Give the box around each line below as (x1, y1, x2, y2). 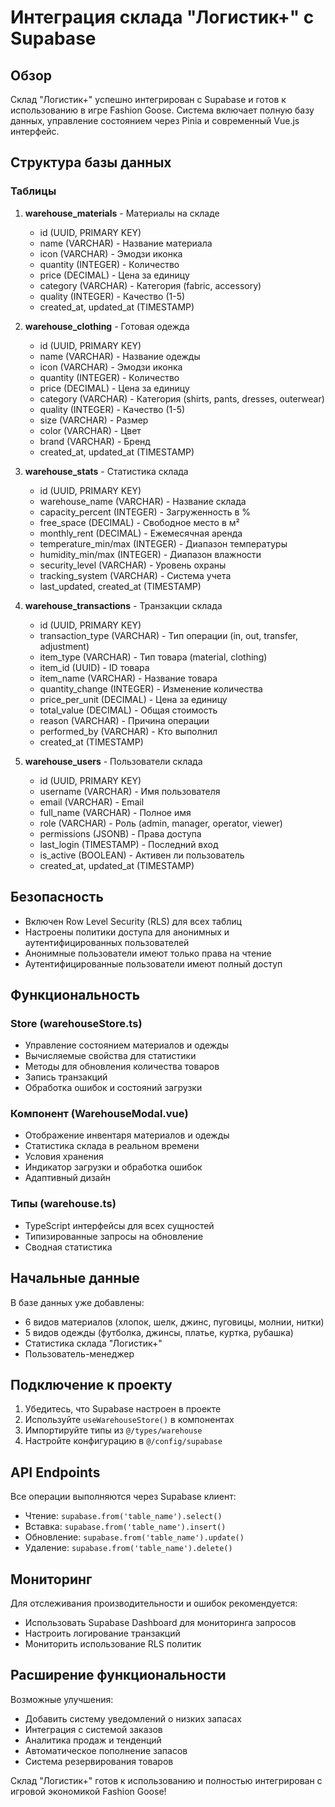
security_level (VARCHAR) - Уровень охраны (39, 559, 227, 571)
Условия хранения (24, 1151, 104, 1163)
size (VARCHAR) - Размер (39, 414, 149, 426)
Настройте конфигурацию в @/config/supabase (24, 1435, 223, 1447)
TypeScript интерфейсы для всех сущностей (24, 1219, 215, 1231)
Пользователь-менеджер (24, 1347, 135, 1360)
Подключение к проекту (10, 1376, 173, 1393)
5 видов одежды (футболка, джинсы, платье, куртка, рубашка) (24, 1326, 294, 1338)
